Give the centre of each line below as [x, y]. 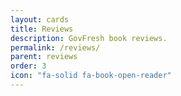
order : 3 [28, 66]
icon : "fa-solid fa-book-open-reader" [91, 76]
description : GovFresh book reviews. [89, 38]
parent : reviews [44, 57]
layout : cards [40, 19]
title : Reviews [42, 29]
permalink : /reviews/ [55, 47]
